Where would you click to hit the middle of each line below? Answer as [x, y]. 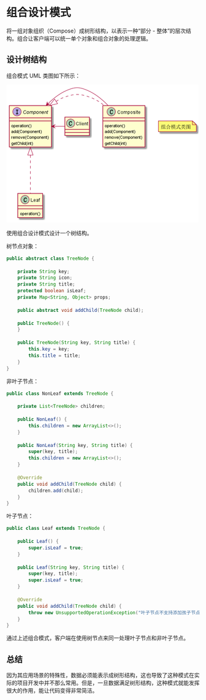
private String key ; [44, 271]
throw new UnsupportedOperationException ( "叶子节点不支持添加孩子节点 [114, 612]
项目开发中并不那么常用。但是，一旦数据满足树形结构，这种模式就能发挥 [108, 683]
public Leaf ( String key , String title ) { [71, 567]
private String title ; [46, 284]
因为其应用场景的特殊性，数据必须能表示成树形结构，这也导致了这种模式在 [100, 675]
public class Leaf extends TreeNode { [56, 529]
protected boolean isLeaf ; [52, 291]
